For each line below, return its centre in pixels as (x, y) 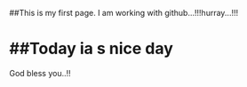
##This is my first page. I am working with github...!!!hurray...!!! (124, 13)
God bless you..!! (40, 73)
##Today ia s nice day (91, 49)
